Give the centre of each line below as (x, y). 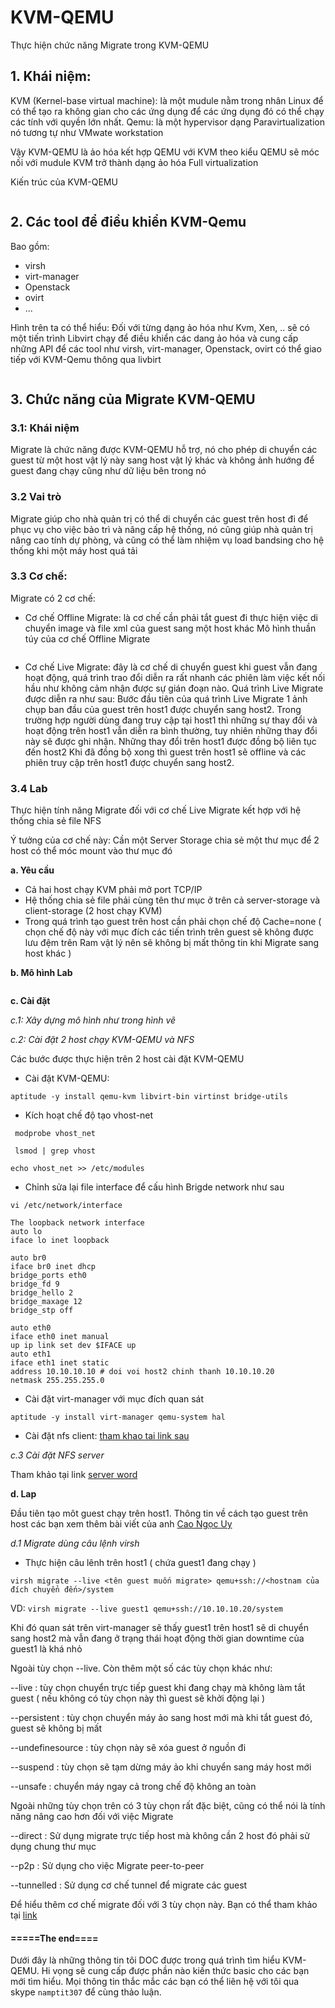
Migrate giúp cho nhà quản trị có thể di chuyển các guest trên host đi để (159, 518)
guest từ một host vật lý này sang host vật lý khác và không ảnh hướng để (162, 460)
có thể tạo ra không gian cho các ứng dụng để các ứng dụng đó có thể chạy (167, 111)
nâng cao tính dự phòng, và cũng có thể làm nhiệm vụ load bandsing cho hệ (167, 540)
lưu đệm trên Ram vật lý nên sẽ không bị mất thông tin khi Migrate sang (172, 943)
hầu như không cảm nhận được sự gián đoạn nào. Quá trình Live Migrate (174, 688)
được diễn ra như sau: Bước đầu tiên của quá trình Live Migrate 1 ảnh (166, 698)
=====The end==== (54, 1938)
